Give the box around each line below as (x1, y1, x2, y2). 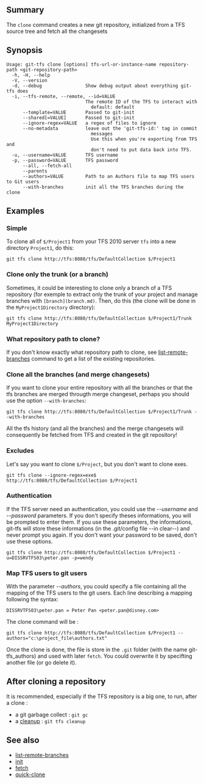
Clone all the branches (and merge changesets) (6, 370, 150, 378)
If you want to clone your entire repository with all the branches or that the (6, 384, 193, 392)
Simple (6, 224, 27, 232)
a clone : (6, 699, 28, 706)
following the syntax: (6, 596, 59, 603)
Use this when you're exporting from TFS (90, 136, 198, 142)
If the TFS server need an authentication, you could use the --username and (6, 505, 198, 512)
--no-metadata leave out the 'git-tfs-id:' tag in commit (22, 125, 198, 132)
